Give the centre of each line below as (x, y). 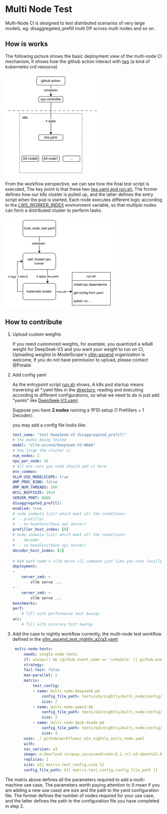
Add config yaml (29, 375)
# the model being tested (39, 440)
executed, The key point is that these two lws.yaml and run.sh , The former (82, 189)
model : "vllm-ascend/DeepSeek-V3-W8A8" (54, 445)
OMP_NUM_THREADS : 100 (35, 487)
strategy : (34, 665)
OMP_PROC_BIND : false (35, 482)
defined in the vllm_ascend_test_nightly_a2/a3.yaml (65, 639)
